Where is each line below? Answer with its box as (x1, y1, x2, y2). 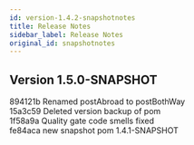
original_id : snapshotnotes (9, 38, 116, 48)
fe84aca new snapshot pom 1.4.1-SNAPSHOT (9, 125, 179, 136)
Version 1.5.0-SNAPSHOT (9, 72, 158, 87)
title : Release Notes (9, 22, 92, 31)
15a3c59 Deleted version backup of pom (9, 106, 161, 117)
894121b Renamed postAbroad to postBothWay (9, 96, 186, 107)
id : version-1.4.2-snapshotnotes (9, 13, 136, 23)
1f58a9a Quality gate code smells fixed (9, 115, 155, 127)
